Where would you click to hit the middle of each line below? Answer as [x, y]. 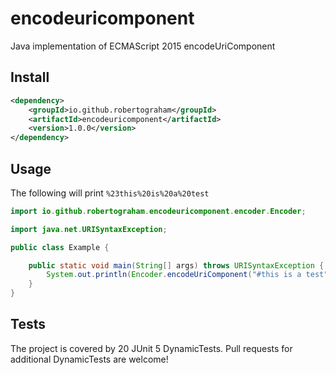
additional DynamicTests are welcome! [89, 359]
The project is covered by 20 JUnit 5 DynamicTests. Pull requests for [151, 348]
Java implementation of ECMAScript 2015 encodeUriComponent [143, 46]
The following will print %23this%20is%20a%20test [110, 193]
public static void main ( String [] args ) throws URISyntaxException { [176, 265]
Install [30, 77]
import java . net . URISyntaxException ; [89, 229]
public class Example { [60, 247]
